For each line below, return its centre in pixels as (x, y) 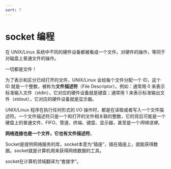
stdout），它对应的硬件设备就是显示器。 (55, 99)
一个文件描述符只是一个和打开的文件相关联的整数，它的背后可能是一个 (92, 116)
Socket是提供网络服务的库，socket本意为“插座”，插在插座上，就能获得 (79, 144)
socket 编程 (30, 37)
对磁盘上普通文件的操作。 (32, 58)
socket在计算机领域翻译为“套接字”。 (43, 161)
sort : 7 (13, 10)
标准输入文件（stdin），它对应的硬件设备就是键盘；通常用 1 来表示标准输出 (83, 93)
